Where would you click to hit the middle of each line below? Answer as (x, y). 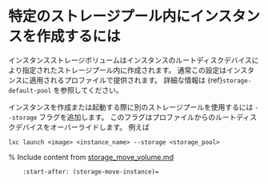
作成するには (79, 36)
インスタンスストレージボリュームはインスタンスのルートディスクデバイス (130, 60)
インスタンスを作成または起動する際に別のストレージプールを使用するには (131, 107)
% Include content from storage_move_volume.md (91, 157)
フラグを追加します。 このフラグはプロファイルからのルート (138, 117)
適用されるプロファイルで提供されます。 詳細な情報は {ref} (126, 80)
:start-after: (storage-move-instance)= (91, 172)
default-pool (30, 90)
